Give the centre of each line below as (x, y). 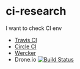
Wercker (25, 53)
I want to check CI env (34, 28)
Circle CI (25, 46)
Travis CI (26, 40)
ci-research (36, 11)
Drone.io (25, 59)
